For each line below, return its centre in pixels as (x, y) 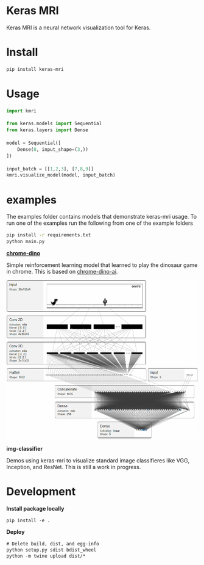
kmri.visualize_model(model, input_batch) (61, 175)
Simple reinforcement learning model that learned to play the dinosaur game (102, 265)
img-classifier (25, 448)
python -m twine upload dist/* (46, 556)
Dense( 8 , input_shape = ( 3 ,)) (53, 149)
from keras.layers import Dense (47, 130)
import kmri (21, 111)
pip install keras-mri (35, 69)
